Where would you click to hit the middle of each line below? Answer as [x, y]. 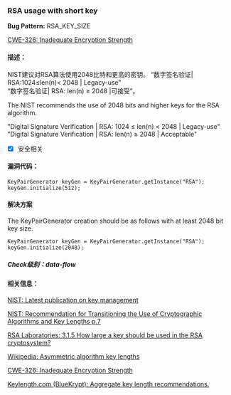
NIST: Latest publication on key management [73, 300]
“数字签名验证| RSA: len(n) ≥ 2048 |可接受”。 [73, 90]
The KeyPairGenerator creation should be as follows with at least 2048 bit [116, 221]
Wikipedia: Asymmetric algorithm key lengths [74, 356]
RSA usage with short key [53, 11]
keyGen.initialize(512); [44, 188]
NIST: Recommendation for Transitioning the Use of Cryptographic [105, 314]
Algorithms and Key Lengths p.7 [54, 321]
